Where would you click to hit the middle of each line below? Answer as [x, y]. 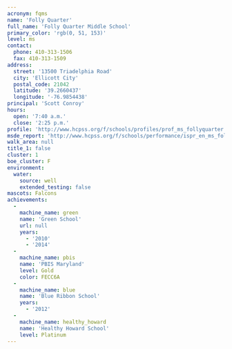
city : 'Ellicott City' [46, 78]
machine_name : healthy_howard [63, 322]
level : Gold [37, 270]
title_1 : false [29, 149]
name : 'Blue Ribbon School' [60, 296]
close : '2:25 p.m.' [41, 123]
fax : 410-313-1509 [40, 59]
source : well [38, 180]
